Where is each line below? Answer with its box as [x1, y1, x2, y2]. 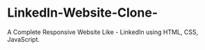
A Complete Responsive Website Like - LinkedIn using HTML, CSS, [7, 28, 199, 36]
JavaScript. [7, 35, 40, 43]
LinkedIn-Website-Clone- [7, 5, 158, 21]
